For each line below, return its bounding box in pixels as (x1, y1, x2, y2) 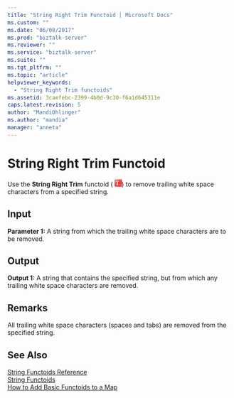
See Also (7, 349, 48, 361)
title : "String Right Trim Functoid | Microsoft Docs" (7, 11, 174, 18)
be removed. (7, 235, 45, 243)
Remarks (7, 302, 48, 314)
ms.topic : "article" (7, 71, 69, 78)
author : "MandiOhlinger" (7, 109, 81, 117)
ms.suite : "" (7, 57, 46, 64)
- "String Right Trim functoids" (14, 86, 113, 94)
